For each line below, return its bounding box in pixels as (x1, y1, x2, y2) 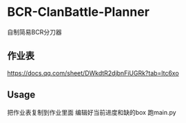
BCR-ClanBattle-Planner (7, 4, 150, 20)
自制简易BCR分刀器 (7, 28, 62, 36)
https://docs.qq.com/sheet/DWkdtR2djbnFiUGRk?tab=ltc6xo (7, 68, 179, 77)
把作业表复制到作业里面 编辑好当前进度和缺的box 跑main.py (7, 108, 177, 116)
